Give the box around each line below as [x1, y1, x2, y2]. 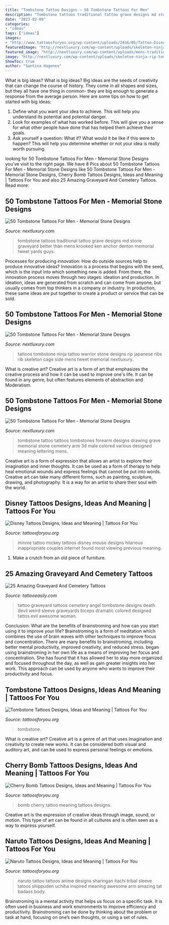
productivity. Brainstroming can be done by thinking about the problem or [5, 909, 157, 915]
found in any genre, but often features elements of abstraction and [5, 376, 143, 382]
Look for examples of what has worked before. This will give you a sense [12, 119, 164, 125]
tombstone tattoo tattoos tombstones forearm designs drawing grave [17, 437, 161, 443]
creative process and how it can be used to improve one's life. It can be [5, 371, 153, 377]
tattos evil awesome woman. [17, 613, 77, 619]
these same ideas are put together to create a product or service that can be [5, 290, 164, 296]
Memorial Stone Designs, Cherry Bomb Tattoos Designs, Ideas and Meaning [5, 172, 163, 178]
